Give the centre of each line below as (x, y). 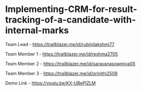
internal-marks (37, 30)
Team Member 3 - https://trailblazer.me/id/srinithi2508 (61, 73)
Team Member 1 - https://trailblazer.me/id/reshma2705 (62, 54)
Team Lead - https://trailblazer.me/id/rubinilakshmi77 (60, 44)
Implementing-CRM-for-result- (71, 9)
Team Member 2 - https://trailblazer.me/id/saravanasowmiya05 (70, 63)
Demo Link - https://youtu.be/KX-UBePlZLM (50, 83)
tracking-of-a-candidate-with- (70, 20)
